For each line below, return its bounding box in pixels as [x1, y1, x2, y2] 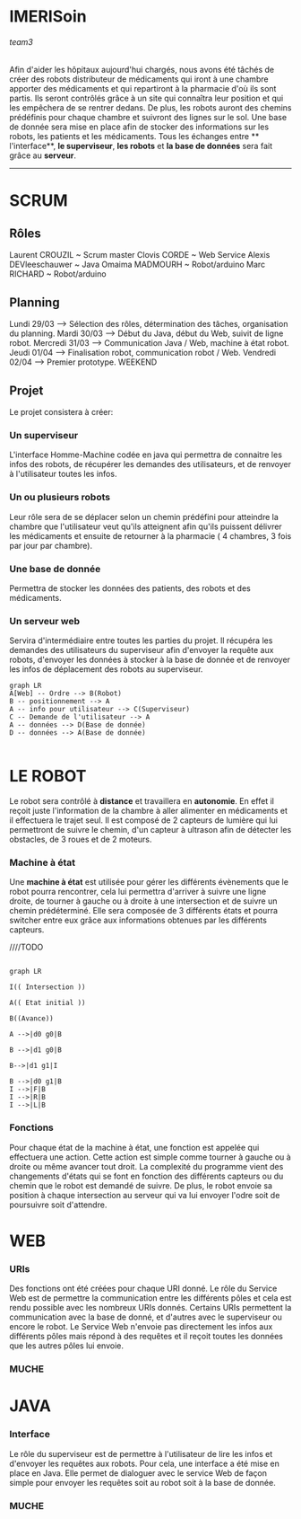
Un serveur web [9, 614, 81, 627]
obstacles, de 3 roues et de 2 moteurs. [9, 834, 152, 845]
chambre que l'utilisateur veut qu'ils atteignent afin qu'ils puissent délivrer [9, 521, 282, 532]
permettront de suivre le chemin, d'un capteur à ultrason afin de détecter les [9, 825, 292, 835]
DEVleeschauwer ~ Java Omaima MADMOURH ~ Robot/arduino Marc [9, 259, 266, 270]
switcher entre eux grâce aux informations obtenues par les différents [9, 914, 267, 926]
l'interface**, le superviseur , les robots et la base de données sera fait [9, 141, 273, 152]
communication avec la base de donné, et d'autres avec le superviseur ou [9, 1311, 282, 1322]
